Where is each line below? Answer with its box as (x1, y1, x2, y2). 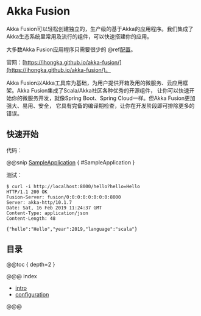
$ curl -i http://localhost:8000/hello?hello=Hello (6, 183, 140, 189)
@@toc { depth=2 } (6, 261, 55, 268)
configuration (15, 290, 49, 298)
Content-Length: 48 (6, 215, 56, 222)
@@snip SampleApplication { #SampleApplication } (6, 158, 135, 166)
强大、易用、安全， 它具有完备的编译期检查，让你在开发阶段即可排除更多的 (6, 102, 195, 109)
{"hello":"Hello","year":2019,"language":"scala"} (6, 226, 138, 232)
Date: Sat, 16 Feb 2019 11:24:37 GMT (6, 205, 102, 211)
